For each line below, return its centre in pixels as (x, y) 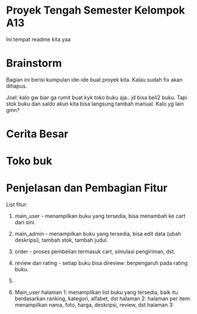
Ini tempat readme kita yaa (38, 39)
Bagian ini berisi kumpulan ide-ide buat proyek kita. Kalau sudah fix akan (94, 79)
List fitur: (17, 204)
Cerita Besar (37, 134)
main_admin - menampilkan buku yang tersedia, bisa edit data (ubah (98, 234)
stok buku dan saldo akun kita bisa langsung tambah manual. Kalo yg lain (95, 104)
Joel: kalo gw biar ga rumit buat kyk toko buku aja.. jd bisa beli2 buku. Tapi (97, 97)
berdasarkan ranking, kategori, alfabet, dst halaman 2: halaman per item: (103, 299)
